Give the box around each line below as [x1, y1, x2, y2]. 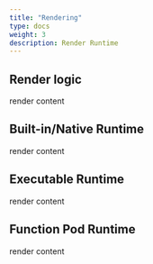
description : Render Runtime [9, 38, 119, 48]
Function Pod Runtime [9, 222, 136, 237]
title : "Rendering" [9, 13, 83, 23]
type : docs [9, 22, 50, 31]
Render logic [9, 71, 83, 86]
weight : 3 [9, 30, 47, 39]
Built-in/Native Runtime [9, 122, 145, 137]
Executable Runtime [9, 172, 124, 187]
